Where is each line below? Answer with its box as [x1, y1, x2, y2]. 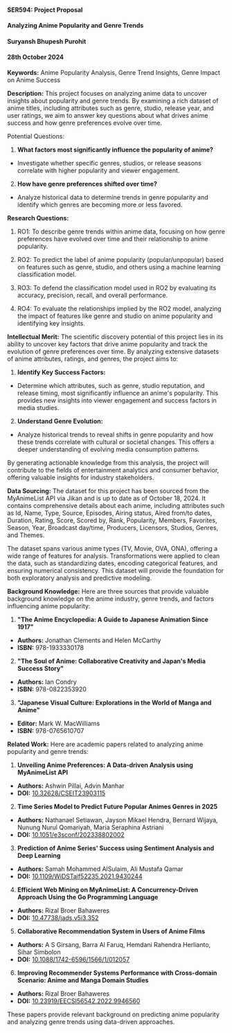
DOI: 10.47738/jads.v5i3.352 [17, 913, 99, 921]
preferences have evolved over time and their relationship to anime [17, 234, 208, 242]
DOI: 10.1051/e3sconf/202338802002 [17, 830, 125, 838]
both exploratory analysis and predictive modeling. [7, 574, 152, 582]
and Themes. [7, 531, 45, 539]
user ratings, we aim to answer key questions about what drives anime [7, 111, 208, 119]
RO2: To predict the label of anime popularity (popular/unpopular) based [17, 255, 224, 263]
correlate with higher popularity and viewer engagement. [17, 166, 180, 175]
